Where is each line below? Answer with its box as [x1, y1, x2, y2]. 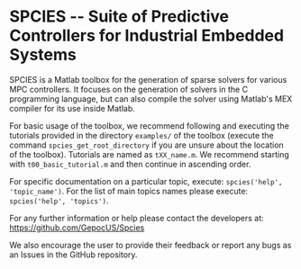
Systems [9, 45, 77, 65]
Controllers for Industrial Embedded [9, 25, 285, 46]
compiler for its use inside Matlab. [9, 103, 135, 113]
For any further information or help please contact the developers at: [9, 212, 264, 223]
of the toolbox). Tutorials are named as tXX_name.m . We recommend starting [9, 148, 290, 159]
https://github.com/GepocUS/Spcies [9, 222, 145, 233]
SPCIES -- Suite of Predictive [9, 6, 230, 27]
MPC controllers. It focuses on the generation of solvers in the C [9, 84, 249, 94]
